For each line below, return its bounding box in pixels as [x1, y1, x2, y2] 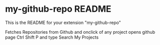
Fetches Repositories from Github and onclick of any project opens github [5, 29, 156, 35]
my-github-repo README [5, 3, 112, 15]
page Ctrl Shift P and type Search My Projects [5, 34, 99, 40]
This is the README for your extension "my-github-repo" [5, 20, 121, 25]
